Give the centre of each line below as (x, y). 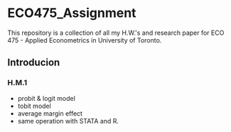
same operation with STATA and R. (68, 121)
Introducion (34, 63)
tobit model (34, 106)
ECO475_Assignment (72, 13)
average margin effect (50, 113)
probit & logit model (47, 98)
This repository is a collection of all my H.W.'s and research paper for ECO (116, 33)
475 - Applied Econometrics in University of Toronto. (85, 40)
